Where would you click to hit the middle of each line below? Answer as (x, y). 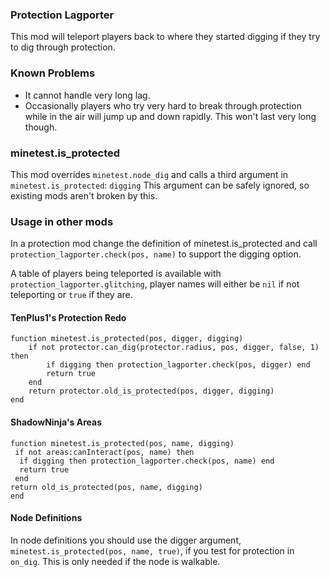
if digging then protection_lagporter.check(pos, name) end (147, 461)
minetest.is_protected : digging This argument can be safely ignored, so (160, 185)
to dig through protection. (63, 47)
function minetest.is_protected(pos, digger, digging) (127, 339)
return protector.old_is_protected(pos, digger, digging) (151, 391)
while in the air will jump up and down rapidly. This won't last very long (170, 116)
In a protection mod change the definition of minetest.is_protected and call (164, 244)
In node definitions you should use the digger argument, (126, 540)
